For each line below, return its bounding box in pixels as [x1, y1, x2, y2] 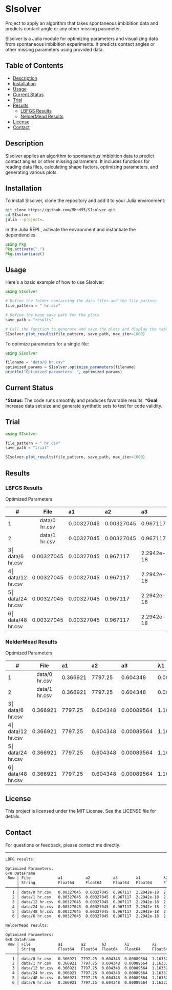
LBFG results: [5, 856, 36, 861]
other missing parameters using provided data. [5, 46, 104, 52]
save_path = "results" [5, 317, 54, 322]
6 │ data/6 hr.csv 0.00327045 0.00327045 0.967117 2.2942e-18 [12, 913, 159, 919]
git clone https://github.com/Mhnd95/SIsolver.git [5, 208, 116, 213]
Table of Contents [5, 61, 64, 70]
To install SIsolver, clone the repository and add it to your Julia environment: [5, 197, 165, 204]
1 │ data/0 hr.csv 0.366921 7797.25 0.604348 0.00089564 [12, 956, 147, 961]
